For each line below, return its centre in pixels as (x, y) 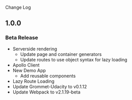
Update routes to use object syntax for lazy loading (74, 59)
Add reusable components (48, 76)
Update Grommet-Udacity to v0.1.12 (50, 86)
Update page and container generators (61, 54)
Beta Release (22, 38)
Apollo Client (26, 65)
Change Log (18, 7)
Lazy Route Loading (34, 81)
